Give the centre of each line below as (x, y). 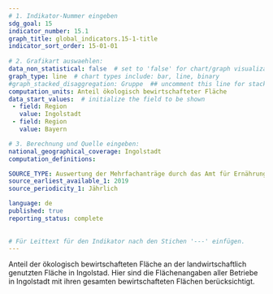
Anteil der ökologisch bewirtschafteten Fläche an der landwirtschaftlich (128, 264)
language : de (30, 204)
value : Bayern (43, 129)
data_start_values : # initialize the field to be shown (107, 99)
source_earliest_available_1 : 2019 (69, 181)
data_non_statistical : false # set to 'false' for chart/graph (119, 69)
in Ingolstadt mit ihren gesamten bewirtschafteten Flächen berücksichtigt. (132, 282)
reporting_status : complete (56, 218)
